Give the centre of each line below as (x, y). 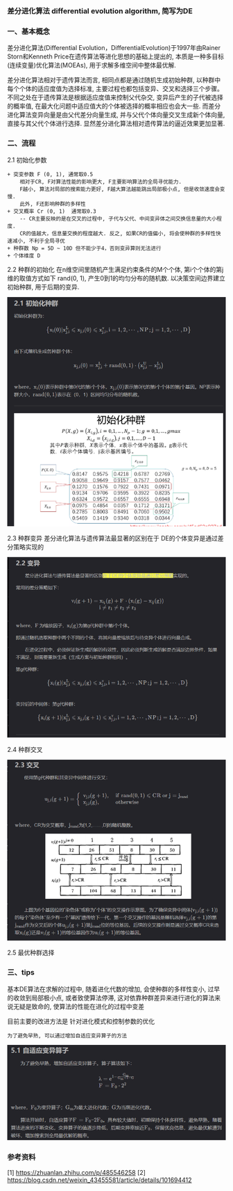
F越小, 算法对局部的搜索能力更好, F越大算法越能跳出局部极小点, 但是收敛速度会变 (122, 189)
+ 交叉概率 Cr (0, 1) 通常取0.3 (52, 211)
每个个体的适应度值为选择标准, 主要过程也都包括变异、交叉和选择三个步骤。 (115, 89)
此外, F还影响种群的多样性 (53, 204)
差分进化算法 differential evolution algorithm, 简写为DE (100, 10)
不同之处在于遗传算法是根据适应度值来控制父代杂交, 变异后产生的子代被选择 (115, 97)
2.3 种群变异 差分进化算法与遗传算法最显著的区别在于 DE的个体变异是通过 (113, 538)
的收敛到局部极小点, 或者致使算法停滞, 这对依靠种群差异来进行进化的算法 (111, 998)
